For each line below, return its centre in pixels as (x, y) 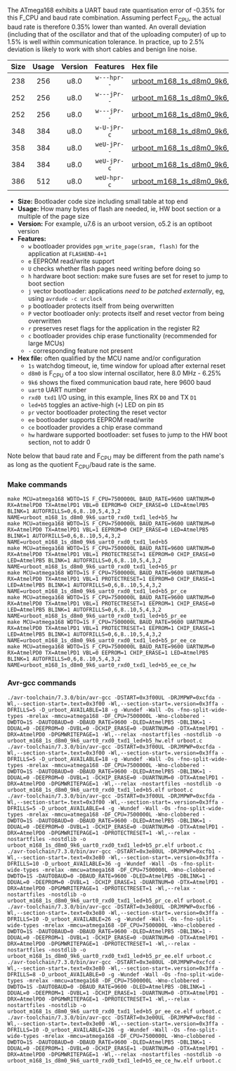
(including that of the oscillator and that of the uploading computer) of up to (117, 34)
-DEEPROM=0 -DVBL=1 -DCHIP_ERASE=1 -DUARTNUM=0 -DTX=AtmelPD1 (125, 882)
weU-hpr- (110, 178)
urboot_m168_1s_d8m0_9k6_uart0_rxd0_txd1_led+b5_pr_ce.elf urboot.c (110, 900)
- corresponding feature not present (80, 350)
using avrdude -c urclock (65, 298)
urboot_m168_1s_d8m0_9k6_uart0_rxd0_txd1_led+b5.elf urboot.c (100, 790)
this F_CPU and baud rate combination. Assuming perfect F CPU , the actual (114, 18)
